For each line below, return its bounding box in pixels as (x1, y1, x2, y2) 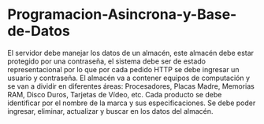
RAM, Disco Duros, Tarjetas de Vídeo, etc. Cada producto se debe (7, 89, 222, 99)
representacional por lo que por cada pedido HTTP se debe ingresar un (7, 64, 240, 74)
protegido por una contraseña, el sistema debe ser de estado (7, 57, 206, 66)
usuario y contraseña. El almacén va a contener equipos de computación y (7, 73, 250, 82)
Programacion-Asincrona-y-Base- (7, 5, 237, 24)
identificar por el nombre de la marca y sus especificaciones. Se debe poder (7, 98, 256, 108)
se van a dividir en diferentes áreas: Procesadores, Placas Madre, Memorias (7, 81, 255, 91)
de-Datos (7, 22, 70, 40)
